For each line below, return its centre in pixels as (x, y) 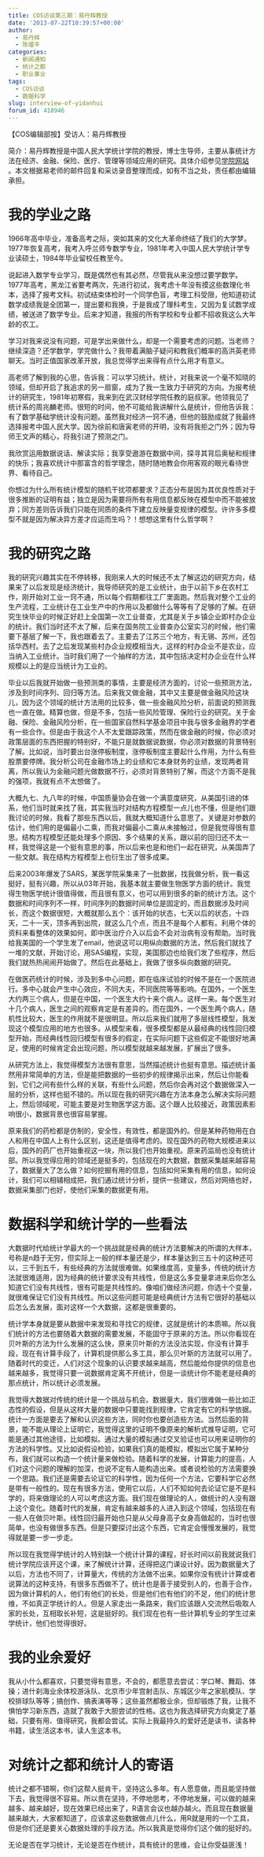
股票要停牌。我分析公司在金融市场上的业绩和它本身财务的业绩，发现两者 (125, 761)
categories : (27, 52)
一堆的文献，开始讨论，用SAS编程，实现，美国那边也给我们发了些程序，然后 (132, 952)
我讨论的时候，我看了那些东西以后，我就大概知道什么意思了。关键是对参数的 (132, 817)
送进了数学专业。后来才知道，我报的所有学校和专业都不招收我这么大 (139, 314)
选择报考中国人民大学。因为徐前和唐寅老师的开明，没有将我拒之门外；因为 (128, 426)
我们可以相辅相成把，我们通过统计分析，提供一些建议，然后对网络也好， (139, 1179)
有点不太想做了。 (77, 781)
